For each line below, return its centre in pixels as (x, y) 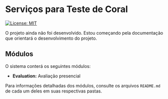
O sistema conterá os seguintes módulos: (48, 66)
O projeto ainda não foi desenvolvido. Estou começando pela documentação (84, 33)
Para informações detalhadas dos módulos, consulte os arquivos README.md (83, 85)
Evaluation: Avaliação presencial (46, 76)
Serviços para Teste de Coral (67, 9)
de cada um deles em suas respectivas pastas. (54, 91)
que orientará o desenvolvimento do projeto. (51, 38)
